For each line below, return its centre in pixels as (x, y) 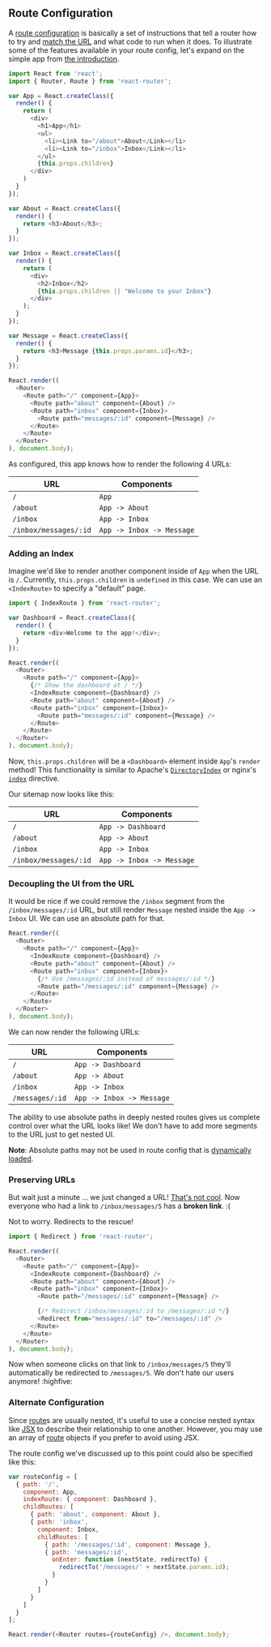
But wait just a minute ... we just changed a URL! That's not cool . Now (124, 1198)
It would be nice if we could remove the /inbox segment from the (116, 901)
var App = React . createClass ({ (61, 96)
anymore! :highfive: (40, 1382)
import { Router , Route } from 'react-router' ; (90, 81)
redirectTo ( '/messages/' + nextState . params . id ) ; (144, 1567)
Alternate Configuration (56, 1403)
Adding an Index (41, 553)
